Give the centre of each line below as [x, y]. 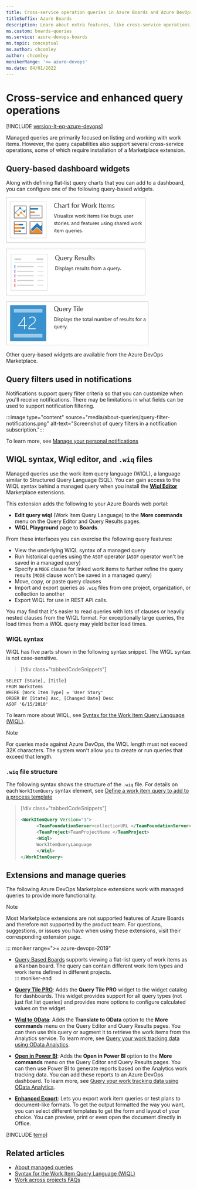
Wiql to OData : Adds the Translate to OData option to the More [91, 1020]
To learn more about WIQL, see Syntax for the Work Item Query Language [95, 715]
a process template [29, 797]
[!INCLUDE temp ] [27, 1135]
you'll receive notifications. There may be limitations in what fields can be [95, 400]
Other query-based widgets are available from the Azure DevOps [84, 355]
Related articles [35, 1153]
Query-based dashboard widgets [68, 169]
